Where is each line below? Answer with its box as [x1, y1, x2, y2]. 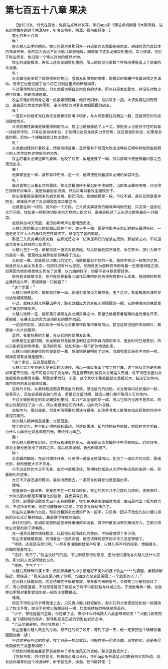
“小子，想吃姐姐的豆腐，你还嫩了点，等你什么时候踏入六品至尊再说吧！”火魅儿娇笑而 [12, 611, 162, 616]
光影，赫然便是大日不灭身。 [5, 461, 54, 466]
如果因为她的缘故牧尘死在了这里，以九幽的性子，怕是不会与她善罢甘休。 [5, 269, 132, 274]
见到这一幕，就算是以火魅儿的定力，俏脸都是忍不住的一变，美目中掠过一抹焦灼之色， [12, 258, 161, 263]
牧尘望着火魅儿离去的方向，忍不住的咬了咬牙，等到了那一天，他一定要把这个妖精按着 [12, 627, 161, 632]
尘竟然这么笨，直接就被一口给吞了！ [5, 279, 69, 285]
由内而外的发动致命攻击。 [5, 381, 50, 386]
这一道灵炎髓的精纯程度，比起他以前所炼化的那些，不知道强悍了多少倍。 [12, 531, 139, 536]
